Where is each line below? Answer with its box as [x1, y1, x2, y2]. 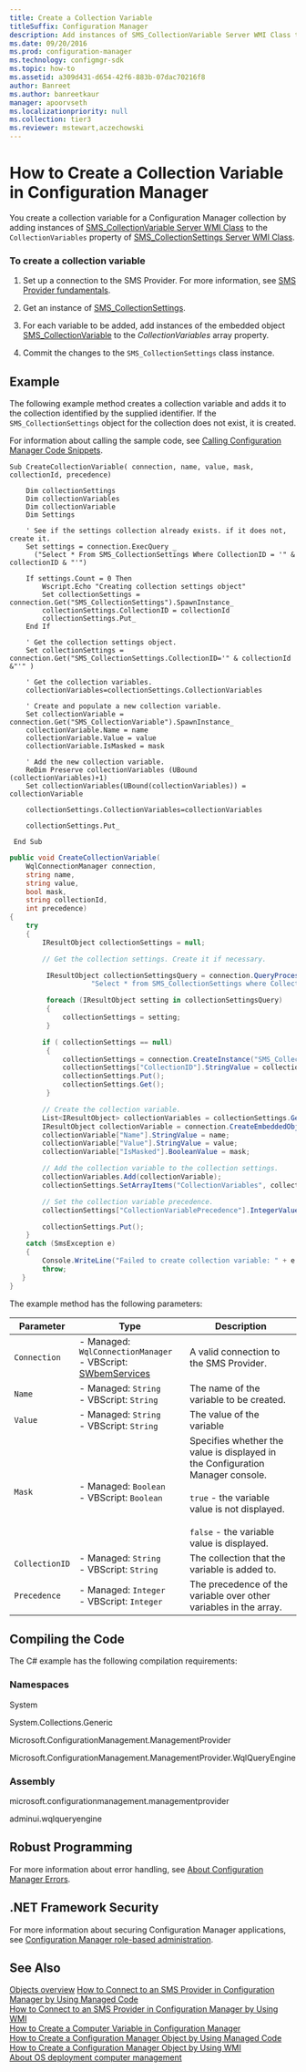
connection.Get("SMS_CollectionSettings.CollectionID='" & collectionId [9, 654, 291, 664]
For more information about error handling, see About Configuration [9, 1863, 264, 1874]
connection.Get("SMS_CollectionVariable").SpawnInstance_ [9, 717, 234, 727]
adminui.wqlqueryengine [9, 1813, 103, 1824]
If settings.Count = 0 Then [25, 574, 132, 583]
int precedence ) [25, 904, 88, 913]
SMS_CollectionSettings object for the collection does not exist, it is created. [9, 417, 297, 428]
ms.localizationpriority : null [9, 107, 128, 116]
